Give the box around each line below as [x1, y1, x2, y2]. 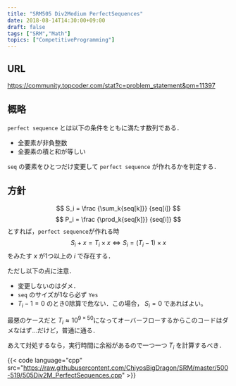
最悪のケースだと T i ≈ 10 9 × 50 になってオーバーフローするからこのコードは [7, 315, 223, 326]
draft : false [7, 23, 46, 30]
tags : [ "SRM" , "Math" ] [7, 30, 71, 37]
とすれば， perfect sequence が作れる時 [7, 227, 120, 235]
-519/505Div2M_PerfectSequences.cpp [7, 371, 122, 380]
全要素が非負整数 [17, 138, 68, 147]
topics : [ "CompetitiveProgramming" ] [7, 37, 115, 44]
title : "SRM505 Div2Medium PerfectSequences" [7, 10, 143, 18]
